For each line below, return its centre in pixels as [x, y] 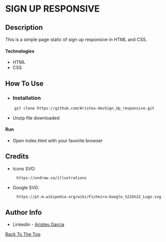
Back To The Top [23, 234]
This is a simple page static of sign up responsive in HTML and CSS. [76, 39]
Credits [17, 157]
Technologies [20, 51]
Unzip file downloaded [36, 118]
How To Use [24, 83]
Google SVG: [26, 188]
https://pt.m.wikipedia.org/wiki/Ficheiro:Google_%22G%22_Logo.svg [89, 197]
